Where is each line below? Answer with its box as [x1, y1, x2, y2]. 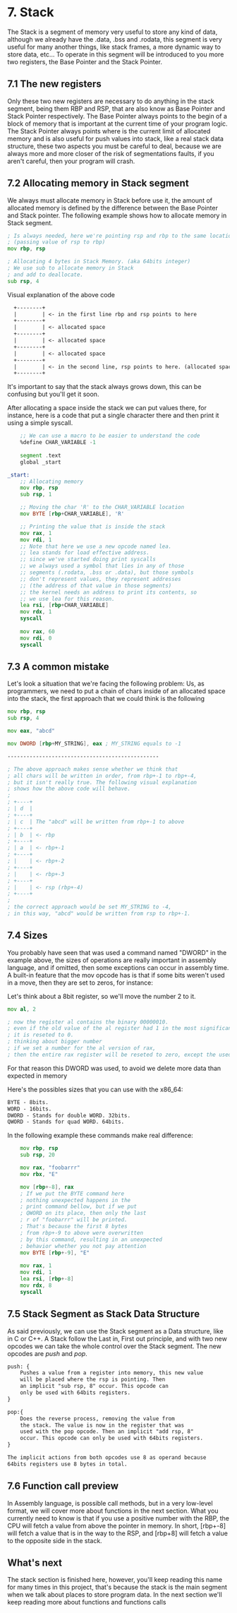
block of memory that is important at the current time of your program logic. [7, 119, 228, 128]
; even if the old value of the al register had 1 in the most [7, 1025, 197, 1032]
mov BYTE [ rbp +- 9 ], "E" [20, 1249, 90, 1257]
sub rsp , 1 [20, 491, 52, 498]
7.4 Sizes [7, 930, 48, 942]
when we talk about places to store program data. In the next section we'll [7, 1590, 222, 1599]
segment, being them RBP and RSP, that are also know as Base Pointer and [7, 104, 226, 113]
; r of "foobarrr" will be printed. [20, 1216, 128, 1223]
